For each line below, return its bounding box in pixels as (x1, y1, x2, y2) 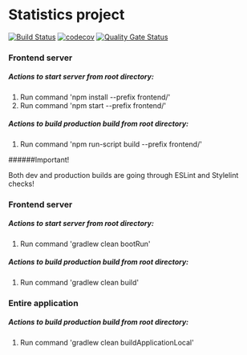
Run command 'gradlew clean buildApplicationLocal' (19, 337, 194, 347)
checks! (8, 179, 34, 188)
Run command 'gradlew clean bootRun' (19, 239, 151, 248)
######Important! (8, 155, 70, 164)
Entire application (8, 297, 79, 309)
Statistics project (8, 6, 125, 24)
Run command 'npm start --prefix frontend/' (19, 100, 167, 110)
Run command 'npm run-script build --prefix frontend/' (19, 139, 203, 149)
